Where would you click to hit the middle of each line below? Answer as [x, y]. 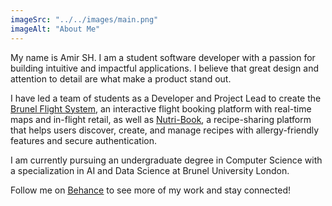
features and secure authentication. [83, 140]
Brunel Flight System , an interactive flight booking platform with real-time [161, 108]
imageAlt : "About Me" [55, 29]
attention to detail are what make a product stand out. [121, 78]
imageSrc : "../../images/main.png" [84, 19]
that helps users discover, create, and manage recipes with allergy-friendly [165, 130]
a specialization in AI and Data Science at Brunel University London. [150, 170]
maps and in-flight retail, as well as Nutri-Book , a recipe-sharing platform [161, 119]
